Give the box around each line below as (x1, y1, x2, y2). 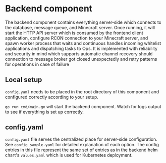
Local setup (5, 76, 42, 84)
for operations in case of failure (5, 61, 69, 67)
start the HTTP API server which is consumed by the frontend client (5, 30, 143, 36)
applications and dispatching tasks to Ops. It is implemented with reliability (5, 45, 158, 51)
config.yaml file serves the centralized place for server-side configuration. (5, 136, 158, 142)
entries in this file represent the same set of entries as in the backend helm (5, 147, 158, 153)
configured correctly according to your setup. (5, 94, 99, 100)
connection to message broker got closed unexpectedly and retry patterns (5, 56, 158, 62)
